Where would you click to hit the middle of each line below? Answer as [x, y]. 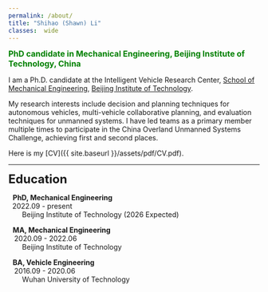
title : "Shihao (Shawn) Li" [55, 23]
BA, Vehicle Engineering [53, 262]
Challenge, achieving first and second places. [83, 138]
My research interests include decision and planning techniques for [119, 104]
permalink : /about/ [41, 16]
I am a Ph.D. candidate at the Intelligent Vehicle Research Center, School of [132, 80]
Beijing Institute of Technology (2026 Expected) [100, 215]
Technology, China [45, 64]
